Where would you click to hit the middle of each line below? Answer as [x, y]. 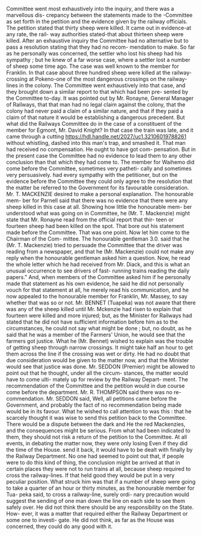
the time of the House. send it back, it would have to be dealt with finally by [99, 450]
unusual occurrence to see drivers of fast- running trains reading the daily [98, 271]
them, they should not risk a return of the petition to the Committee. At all [97, 437]
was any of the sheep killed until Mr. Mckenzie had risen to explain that [94, 309]
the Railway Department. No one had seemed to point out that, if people [95, 456]
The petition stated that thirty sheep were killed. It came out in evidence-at [99, 28]
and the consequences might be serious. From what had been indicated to [98, 430]
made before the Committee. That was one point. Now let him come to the [98, 232]
